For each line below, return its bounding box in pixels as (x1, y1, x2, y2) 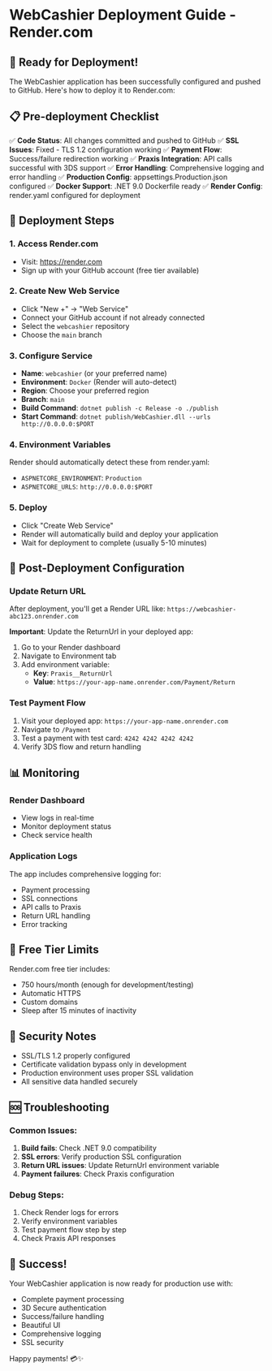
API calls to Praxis (20, 902, 82, 912)
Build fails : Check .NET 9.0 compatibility (20, 1143, 158, 1153)
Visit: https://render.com (20, 257, 103, 266)
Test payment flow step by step (20, 1225, 127, 1235)
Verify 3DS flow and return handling (20, 741, 141, 752)
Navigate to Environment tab (20, 651, 117, 661)
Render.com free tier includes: (9, 964, 110, 974)
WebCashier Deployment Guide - (9, 6, 236, 24)
